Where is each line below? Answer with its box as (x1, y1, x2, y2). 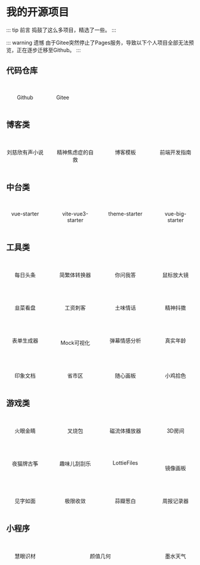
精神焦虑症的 (56, 149, 88, 156)
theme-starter (108, 210, 143, 218)
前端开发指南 (159, 149, 192, 156)
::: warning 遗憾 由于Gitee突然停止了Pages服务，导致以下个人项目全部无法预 (6, 39, 194, 46)
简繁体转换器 (59, 271, 91, 278)
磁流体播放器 (109, 427, 141, 434)
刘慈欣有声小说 (7, 149, 44, 156)
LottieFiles (112, 459, 139, 467)
